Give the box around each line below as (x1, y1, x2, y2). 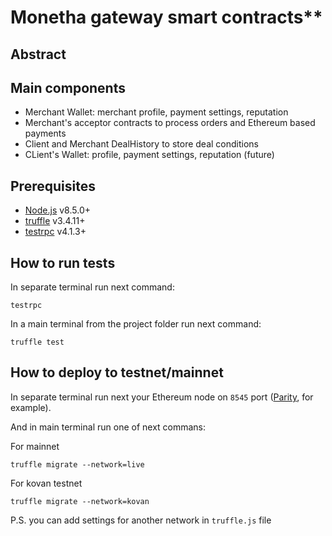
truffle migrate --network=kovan (10, 496, 150, 506)
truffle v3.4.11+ (24, 215, 86, 227)
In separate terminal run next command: (10, 281, 175, 293)
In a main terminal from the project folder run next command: (10, 318, 262, 330)
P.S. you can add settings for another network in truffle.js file (10, 514, 272, 526)
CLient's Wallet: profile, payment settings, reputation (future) (24, 149, 275, 161)
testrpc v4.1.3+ (24, 226, 87, 238)
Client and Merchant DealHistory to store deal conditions (24, 138, 259, 150)
